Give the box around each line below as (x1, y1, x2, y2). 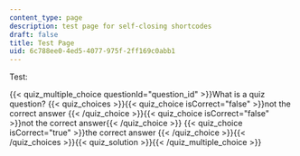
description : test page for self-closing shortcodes (9, 22, 212, 31)
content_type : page (9, 13, 83, 23)
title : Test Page (9, 38, 75, 48)
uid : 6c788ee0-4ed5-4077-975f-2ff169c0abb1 (9, 47, 176, 56)
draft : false (9, 30, 59, 39)
